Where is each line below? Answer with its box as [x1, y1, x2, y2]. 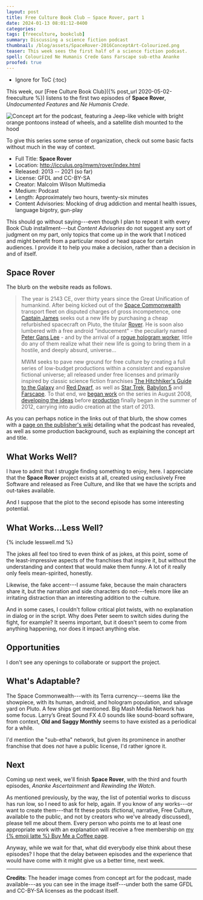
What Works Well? [6, 451, 77, 462]
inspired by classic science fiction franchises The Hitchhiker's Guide [21, 378, 192, 385]
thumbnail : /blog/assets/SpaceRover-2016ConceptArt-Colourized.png [6, 43, 180, 49]
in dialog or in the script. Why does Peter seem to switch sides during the [6, 612, 189, 619]
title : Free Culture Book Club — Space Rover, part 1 [6, 14, 145, 21]
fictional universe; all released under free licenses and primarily [21, 371, 179, 378]
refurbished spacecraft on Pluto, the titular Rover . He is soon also [21, 321, 184, 328]
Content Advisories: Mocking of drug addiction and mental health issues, [14, 200, 197, 207]
